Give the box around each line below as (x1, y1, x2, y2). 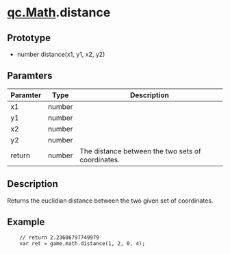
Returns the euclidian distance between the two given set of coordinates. (7, 196, 214, 205)
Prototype (7, 32, 51, 44)
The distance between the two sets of (79, 146, 201, 155)
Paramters (7, 70, 53, 81)
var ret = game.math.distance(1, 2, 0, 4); (19, 240, 146, 247)
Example (7, 216, 45, 228)
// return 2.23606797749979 (19, 234, 99, 241)
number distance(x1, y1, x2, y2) (16, 50, 105, 58)
